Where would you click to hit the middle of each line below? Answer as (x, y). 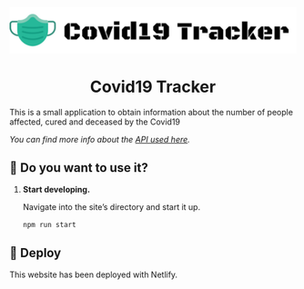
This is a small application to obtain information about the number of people (152, 112)
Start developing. (56, 190)
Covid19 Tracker (153, 87)
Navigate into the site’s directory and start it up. (111, 207)
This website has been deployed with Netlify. (94, 274)
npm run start (49, 225)
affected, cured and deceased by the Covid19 (95, 122)
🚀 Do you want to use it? (79, 168)
